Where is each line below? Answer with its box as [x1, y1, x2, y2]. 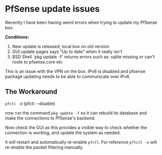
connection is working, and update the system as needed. [5, 130, 121, 136]
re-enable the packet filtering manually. [5, 144, 84, 150]
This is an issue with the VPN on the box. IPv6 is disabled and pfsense [5, 68, 146, 74]
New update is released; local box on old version [12, 43, 110, 49]
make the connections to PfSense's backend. [5, 115, 96, 121]
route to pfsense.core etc [12, 59, 63, 65]
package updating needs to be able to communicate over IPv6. [5, 73, 130, 79]
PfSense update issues [5, 3, 100, 15]
